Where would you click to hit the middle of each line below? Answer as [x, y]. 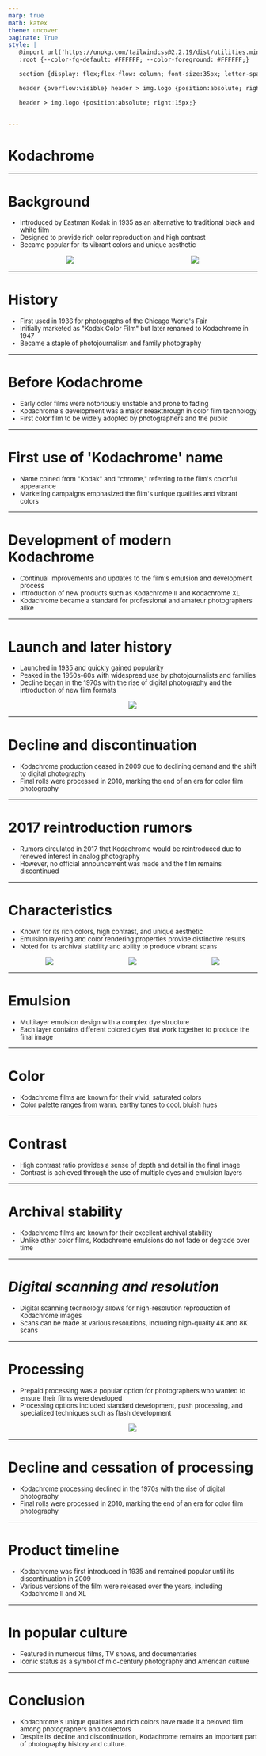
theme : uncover [33, 30]
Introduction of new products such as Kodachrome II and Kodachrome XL [130, 593]
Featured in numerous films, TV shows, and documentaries [108, 1654]
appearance [38, 487]
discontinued [39, 871]
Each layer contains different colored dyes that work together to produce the [135, 1030]
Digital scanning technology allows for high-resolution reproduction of [125, 1308]
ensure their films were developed [71, 1398]
